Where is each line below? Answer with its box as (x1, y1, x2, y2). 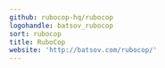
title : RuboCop (9, 37, 66, 47)
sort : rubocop (9, 29, 62, 38)
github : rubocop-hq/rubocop (9, 12, 114, 22)
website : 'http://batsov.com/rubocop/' (9, 46, 158, 55)
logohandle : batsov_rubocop (9, 21, 114, 30)
